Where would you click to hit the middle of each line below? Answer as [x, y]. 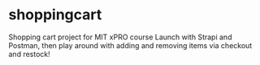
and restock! [29, 54]
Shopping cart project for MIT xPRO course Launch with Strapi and [120, 37]
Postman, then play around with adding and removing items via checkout [130, 45]
